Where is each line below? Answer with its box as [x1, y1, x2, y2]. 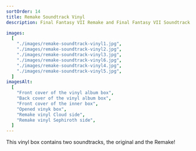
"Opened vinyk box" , [16, 106, 67, 112]
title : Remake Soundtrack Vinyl [6, 14, 85, 20]
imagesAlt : [6, 79, 33, 85]
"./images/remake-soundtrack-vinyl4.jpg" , [16, 63, 122, 68]
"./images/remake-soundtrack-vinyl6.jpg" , [16, 57, 122, 63]
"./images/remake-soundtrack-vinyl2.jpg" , [16, 46, 122, 53]
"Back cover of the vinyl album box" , [16, 95, 111, 101]
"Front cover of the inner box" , [16, 101, 99, 107]
